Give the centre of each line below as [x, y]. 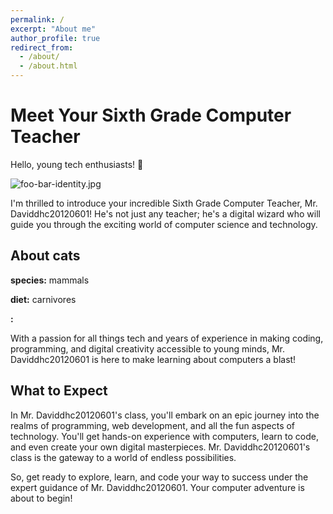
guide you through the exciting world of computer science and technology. [164, 224]
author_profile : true [55, 38]
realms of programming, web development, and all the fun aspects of [153, 425]
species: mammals [50, 280]
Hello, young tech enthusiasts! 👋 [77, 164]
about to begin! [41, 498]
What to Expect [59, 391]
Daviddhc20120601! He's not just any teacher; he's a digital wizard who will [165, 213]
